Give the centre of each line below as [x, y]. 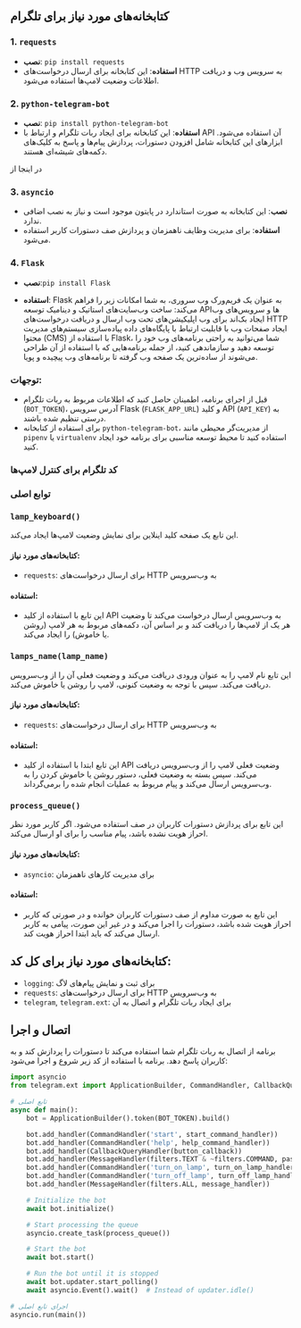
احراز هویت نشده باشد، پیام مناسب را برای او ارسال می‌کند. [109, 834]
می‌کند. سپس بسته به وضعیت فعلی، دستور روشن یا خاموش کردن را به [140, 774]
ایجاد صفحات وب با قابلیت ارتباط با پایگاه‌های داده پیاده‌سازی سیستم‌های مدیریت [155, 328]
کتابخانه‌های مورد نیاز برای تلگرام [90, 17]
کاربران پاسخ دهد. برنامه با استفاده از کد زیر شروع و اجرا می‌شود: [119, 1061]
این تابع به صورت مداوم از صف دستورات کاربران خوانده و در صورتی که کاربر [150, 914]
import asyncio [38, 1077]
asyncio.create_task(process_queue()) [98, 1233]
